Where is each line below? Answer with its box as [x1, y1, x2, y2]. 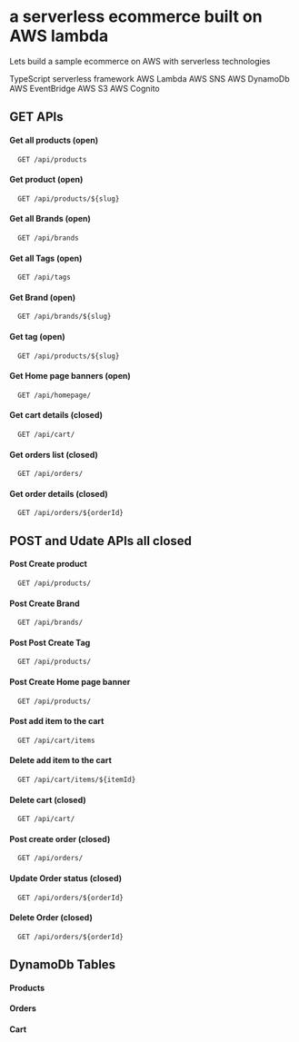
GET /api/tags [17, 273, 71, 283]
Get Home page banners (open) [9, 371, 132, 382]
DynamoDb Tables [9, 957, 116, 973]
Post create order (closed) [9, 833, 111, 844]
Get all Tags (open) [9, 253, 83, 263]
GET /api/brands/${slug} [17, 312, 112, 322]
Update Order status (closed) [9, 872, 123, 883]
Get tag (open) [9, 331, 65, 342]
